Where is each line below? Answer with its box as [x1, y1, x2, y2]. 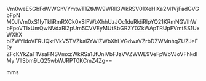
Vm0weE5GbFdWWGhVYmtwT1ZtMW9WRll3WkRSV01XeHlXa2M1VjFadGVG [6, 5, 200, 12]
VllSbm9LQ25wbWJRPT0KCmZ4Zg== [15, 57, 113, 64]
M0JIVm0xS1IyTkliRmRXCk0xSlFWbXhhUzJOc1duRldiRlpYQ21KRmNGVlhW [6, 18, 197, 25]
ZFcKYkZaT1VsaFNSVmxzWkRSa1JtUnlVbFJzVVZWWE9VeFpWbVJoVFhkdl [6, 51, 198, 57]
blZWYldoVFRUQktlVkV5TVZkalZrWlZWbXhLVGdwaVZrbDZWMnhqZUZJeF [6, 38, 199, 44]
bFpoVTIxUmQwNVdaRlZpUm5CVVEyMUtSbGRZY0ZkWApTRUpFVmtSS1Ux [6, 24, 200, 32]
